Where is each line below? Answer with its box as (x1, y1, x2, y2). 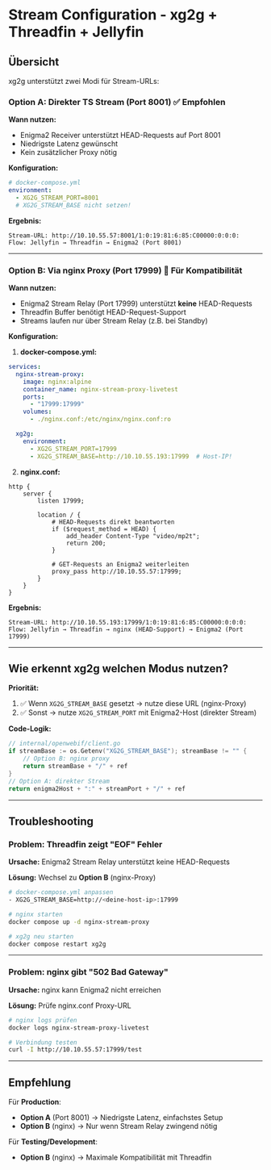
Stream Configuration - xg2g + (8, 6, 218, 24)
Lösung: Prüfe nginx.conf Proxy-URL (8, 1001, 131, 1010)
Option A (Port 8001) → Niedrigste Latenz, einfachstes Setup (19, 1113, 223, 1122)
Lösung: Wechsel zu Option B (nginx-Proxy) (8, 873, 156, 883)
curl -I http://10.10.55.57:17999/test (8, 1046, 143, 1054)
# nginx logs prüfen (8, 1016, 78, 1024)
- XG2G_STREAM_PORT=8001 (15, 194, 99, 203)
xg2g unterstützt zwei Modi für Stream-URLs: (8, 77, 160, 86)
